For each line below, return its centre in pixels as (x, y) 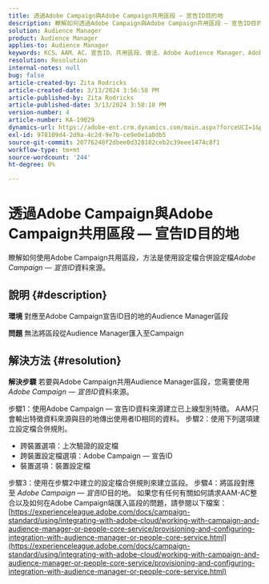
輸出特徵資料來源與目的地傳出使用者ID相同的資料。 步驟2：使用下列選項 (134, 418)
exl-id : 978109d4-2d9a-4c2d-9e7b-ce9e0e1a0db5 (87, 135)
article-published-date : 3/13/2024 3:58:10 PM (87, 105)
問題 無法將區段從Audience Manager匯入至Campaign (96, 332)
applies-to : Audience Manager (59, 46)
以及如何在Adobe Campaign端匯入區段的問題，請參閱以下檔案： (121, 502)
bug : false (26, 75)
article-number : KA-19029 (51, 120)
